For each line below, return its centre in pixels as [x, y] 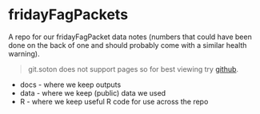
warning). [24, 53]
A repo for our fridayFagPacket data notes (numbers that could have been [130, 37]
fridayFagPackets [68, 15]
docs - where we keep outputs [70, 85]
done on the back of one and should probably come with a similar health [128, 45]
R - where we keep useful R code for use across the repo [114, 101]
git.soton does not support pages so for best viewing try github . [133, 69]
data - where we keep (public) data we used [93, 92]
